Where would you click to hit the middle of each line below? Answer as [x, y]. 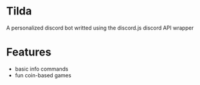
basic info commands [41, 69]
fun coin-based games [43, 75]
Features [29, 52]
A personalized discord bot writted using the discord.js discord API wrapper [100, 28]
